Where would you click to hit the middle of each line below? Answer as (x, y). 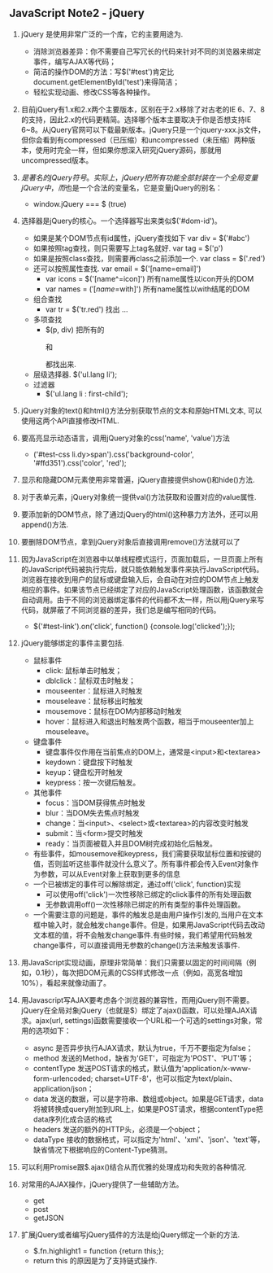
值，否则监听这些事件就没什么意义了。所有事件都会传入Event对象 (142, 864)
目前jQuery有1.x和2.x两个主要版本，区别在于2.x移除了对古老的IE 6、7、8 (143, 109)
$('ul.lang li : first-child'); (87, 393)
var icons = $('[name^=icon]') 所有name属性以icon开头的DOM (149, 278)
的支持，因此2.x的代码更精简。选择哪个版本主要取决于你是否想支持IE (136, 119)
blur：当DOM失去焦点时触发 (93, 812)
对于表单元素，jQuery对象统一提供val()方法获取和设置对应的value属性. (139, 497)
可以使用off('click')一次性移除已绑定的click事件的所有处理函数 (148, 894)
